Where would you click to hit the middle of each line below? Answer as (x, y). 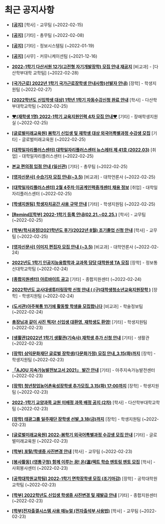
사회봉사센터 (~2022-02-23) (40, 468)
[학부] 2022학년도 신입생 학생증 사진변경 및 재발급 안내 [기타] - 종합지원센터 (84, 495)
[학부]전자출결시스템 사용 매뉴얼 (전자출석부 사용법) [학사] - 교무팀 (75, 511)
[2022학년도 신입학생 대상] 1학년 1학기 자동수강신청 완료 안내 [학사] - (78, 100)
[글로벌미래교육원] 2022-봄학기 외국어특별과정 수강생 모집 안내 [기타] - (80, 435)
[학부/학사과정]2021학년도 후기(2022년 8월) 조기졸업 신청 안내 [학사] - (80, 230)
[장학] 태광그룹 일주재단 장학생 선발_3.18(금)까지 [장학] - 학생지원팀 (76, 419)
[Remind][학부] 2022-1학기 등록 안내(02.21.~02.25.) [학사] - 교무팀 (79, 214)
